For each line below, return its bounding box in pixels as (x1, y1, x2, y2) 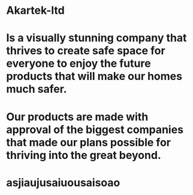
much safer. (6, 82, 67, 96)
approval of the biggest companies (6, 123, 184, 136)
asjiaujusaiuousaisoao (6, 176, 120, 190)
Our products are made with (6, 110, 149, 123)
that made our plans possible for (6, 135, 171, 149)
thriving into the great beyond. (6, 148, 162, 162)
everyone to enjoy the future (6, 57, 151, 70)
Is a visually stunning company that (6, 31, 187, 45)
